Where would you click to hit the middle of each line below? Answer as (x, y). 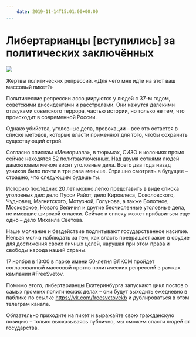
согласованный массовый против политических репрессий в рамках (93, 267)
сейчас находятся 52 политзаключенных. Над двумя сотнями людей (93, 159)
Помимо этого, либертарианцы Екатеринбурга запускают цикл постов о (97, 285)
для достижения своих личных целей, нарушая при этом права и (88, 244)
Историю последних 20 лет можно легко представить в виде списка (93, 188)
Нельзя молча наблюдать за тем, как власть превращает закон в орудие (98, 237)
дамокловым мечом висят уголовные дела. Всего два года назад (89, 164)
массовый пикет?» (30, 87)
